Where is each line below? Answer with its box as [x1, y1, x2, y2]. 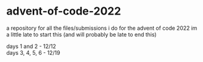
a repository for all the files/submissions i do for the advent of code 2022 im [6, 24, 198, 32]
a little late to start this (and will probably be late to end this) [6, 30, 157, 38]
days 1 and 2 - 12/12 [6, 43, 57, 50]
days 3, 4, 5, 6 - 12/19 [6, 49, 60, 56]
